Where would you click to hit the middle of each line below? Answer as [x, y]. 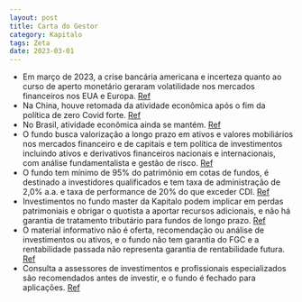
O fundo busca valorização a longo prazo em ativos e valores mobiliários [158, 134]
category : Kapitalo [46, 34]
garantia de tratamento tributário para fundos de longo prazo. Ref [144, 221]
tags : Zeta [30, 43]
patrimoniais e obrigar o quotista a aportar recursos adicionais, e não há [156, 211]
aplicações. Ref [51, 288]
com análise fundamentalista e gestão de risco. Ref [118, 163]
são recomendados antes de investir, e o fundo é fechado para [139, 278]
